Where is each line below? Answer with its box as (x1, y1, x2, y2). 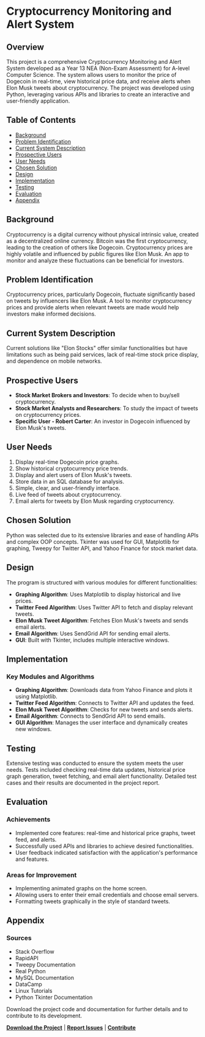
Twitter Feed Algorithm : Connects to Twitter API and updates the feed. (15, 699, 195, 707)
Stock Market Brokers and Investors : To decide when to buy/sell (15, 392, 180, 399)
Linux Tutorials (15, 987, 53, 994)
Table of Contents (6, 115, 76, 125)
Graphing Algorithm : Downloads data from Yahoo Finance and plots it (15, 686, 193, 694)
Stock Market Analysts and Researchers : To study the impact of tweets (15, 405, 198, 412)
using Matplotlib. (15, 693, 58, 701)
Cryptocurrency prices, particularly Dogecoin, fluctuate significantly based (6, 290, 195, 298)
